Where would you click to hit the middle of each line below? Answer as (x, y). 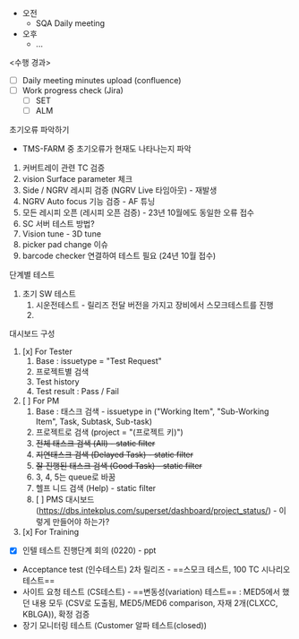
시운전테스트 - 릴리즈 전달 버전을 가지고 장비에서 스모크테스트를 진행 (154, 305)
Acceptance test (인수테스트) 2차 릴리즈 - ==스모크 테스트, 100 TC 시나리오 (156, 570)
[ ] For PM (41, 401)
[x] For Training (51, 532)
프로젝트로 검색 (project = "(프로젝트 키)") (109, 432)
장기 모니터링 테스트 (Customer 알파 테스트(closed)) (115, 626)
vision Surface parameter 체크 (77, 179)
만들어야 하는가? (81, 522)
